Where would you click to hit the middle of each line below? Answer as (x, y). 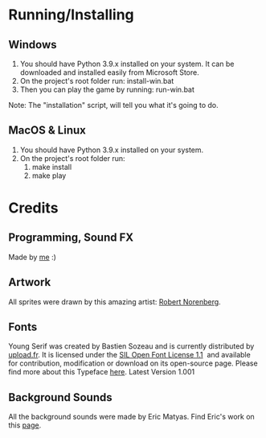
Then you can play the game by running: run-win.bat (107, 89)
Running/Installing (71, 15)
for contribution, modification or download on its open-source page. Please (133, 363)
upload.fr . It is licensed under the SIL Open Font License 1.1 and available (129, 355)
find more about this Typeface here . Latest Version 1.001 (102, 372)
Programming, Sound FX (71, 238)
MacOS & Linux (47, 130)
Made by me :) (32, 257)
